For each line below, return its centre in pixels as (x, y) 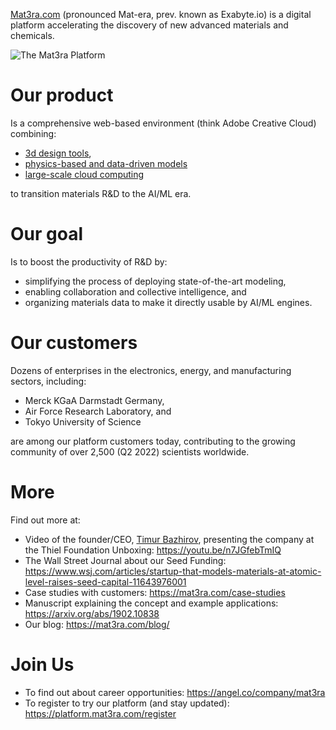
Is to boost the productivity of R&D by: (89, 261)
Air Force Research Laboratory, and (98, 411)
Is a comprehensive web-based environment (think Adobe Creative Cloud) (163, 123)
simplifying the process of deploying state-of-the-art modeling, (155, 281)
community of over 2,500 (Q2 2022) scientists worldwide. (130, 451)
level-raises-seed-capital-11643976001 (105, 581)
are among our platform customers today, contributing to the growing (153, 441)
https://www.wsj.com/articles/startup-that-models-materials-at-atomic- (173, 571)
